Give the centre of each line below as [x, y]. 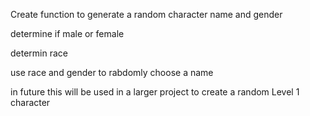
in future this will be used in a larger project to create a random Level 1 [155, 92]
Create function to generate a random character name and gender [146, 14]
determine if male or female [67, 33]
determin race [39, 53]
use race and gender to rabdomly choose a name [112, 72]
